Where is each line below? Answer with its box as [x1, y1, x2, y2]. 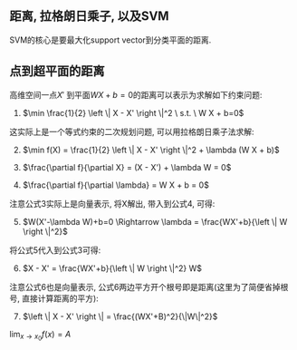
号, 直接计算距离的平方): [9, 293, 100, 304]
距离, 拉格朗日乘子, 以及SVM [9, 8, 169, 24]
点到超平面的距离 [9, 63, 105, 79]
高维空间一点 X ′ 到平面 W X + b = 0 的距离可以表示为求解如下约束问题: [9, 89, 263, 100]
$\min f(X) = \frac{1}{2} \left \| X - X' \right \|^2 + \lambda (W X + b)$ [22, 144, 280, 155]
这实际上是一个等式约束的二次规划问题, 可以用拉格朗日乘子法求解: [9, 126, 255, 137]
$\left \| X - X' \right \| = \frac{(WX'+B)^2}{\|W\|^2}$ [22, 311, 218, 322]
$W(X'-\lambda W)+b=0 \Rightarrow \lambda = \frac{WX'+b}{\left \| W [22, 216, 288, 227]
